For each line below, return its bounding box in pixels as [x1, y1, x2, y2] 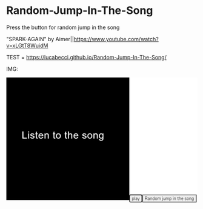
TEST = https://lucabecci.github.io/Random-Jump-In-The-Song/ [6, 53, 167, 61]
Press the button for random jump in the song [6, 24, 120, 31]
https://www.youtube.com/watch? [73, 35, 159, 42]
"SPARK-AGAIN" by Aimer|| [6, 35, 75, 42]
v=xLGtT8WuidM [6, 42, 48, 49]
